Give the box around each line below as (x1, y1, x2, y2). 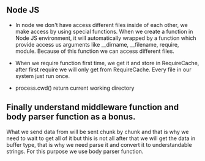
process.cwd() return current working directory (15, 84, 135, 92)
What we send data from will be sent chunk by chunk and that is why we (6, 128, 189, 135)
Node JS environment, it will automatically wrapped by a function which (15, 34, 196, 42)
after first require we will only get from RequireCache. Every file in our (15, 66, 192, 73)
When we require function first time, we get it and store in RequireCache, (15, 59, 199, 66)
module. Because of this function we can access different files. (15, 47, 174, 55)
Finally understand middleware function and (6, 102, 179, 112)
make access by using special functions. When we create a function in (15, 28, 193, 35)
